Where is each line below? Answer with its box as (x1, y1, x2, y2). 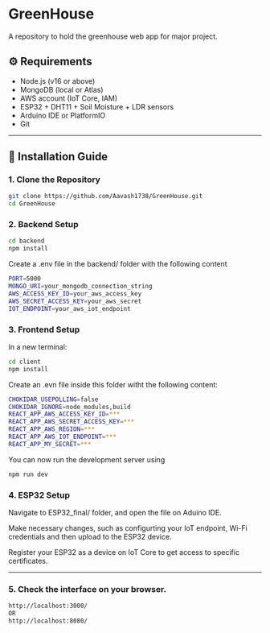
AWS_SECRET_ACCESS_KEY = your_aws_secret (8, 297, 142, 305)
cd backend (8, 237, 45, 246)
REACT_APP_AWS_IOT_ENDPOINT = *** (8, 432, 117, 441)
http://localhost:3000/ (8, 602, 88, 610)
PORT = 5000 (8, 275, 42, 283)
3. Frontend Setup (8, 324, 80, 335)
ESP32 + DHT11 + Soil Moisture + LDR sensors (19, 101, 174, 111)
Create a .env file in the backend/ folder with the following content (8, 259, 227, 269)
